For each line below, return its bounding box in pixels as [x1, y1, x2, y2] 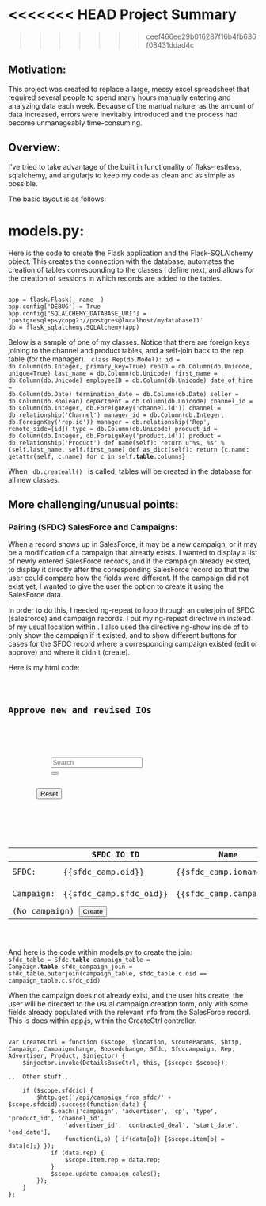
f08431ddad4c [146, 40, 195, 49]
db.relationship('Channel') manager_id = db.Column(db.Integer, [8, 410, 225, 419]
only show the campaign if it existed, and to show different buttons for [8, 631, 237, 640]
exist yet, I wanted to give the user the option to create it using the [8, 582, 224, 591]
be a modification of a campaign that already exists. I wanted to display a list [8, 548, 258, 558]
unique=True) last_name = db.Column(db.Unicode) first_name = [8, 369, 218, 377]
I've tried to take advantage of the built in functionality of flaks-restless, [8, 162, 242, 171]
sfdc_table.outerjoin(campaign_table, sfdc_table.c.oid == [8, 969, 207, 978]
